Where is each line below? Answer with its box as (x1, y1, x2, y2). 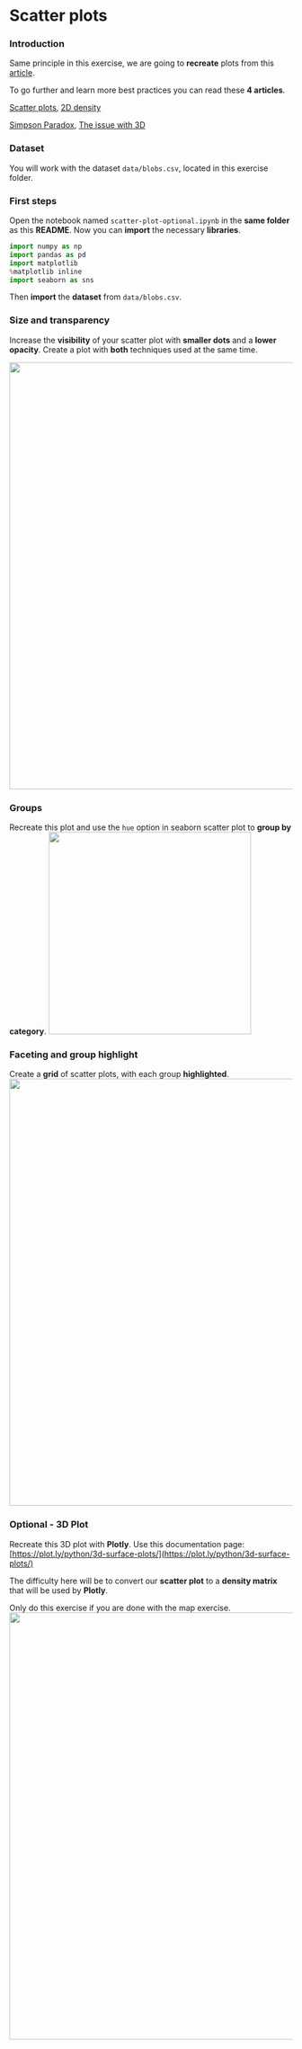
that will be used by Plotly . (9, 1584, 108, 1596)
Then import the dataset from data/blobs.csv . (9, 291, 182, 302)
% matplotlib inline (9, 267, 83, 276)
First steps (9, 194, 57, 207)
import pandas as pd (9, 250, 87, 259)
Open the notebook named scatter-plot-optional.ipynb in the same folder (9, 215, 290, 226)
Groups (9, 801, 43, 814)
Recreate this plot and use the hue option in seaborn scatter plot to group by (9, 822, 292, 833)
